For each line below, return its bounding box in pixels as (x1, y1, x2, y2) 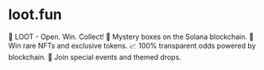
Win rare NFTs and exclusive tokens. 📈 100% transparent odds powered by (8, 41, 256, 50)
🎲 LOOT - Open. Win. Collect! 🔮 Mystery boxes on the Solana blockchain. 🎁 (8, 32, 254, 41)
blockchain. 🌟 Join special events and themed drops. (8, 52, 181, 61)
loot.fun (8, 6, 62, 24)
